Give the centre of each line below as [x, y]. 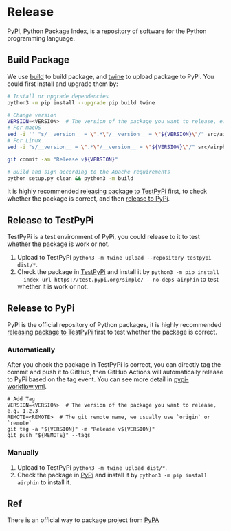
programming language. [41, 38]
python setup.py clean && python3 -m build [70, 178]
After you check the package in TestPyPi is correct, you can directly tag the [114, 365]
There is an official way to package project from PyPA [83, 520]
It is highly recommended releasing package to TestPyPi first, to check [107, 191]
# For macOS [24, 128]
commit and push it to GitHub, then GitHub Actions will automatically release [115, 372]
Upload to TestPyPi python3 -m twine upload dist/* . [92, 467]
